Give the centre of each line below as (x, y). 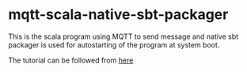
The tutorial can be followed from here (71, 60)
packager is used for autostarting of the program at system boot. (114, 44)
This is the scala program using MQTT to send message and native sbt (123, 36)
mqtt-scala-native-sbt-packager (118, 15)
